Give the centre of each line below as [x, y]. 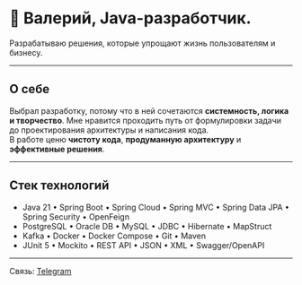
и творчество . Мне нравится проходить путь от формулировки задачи [145, 120]
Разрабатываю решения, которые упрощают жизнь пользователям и [142, 43]
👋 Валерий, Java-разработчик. [130, 18]
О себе [30, 89]
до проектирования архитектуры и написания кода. [109, 130]
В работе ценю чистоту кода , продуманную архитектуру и [125, 139]
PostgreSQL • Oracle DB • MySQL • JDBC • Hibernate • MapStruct [147, 226]
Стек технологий [59, 186]
